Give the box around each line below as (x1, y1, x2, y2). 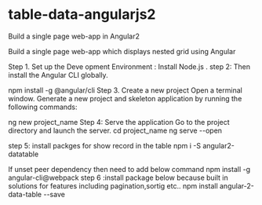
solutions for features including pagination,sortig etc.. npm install (8, 181, 218, 190)
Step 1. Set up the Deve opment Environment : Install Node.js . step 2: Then (8, 61, 251, 71)
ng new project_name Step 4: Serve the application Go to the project (8, 117, 230, 126)
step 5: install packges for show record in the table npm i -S (8, 141, 202, 150)
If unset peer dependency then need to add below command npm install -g (8, 164, 251, 174)
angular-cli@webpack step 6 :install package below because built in (8, 173, 229, 182)
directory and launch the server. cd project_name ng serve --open (8, 126, 222, 135)
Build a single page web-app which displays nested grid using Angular (8, 46, 236, 56)
